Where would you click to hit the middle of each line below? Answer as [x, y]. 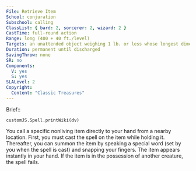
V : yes [19, 71]
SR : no [14, 60]
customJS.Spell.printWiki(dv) [43, 120]
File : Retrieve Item [31, 11]
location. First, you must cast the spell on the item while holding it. [85, 137]
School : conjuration [31, 17]
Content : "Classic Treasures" [48, 93]
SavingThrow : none [28, 55]
